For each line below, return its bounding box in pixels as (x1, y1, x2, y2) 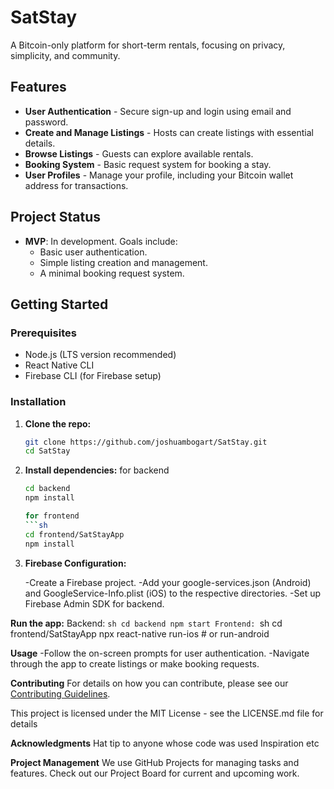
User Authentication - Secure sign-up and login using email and (24, 105, 292, 117)
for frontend (24, 511, 80, 521)
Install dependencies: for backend (24, 464, 170, 476)
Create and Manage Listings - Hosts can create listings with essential (24, 126, 314, 138)
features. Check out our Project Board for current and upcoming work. (10, 767, 300, 779)
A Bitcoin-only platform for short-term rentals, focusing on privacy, (10, 39, 286, 51)
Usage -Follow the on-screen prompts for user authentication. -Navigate (10, 647, 310, 659)
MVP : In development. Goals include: (24, 235, 178, 247)
